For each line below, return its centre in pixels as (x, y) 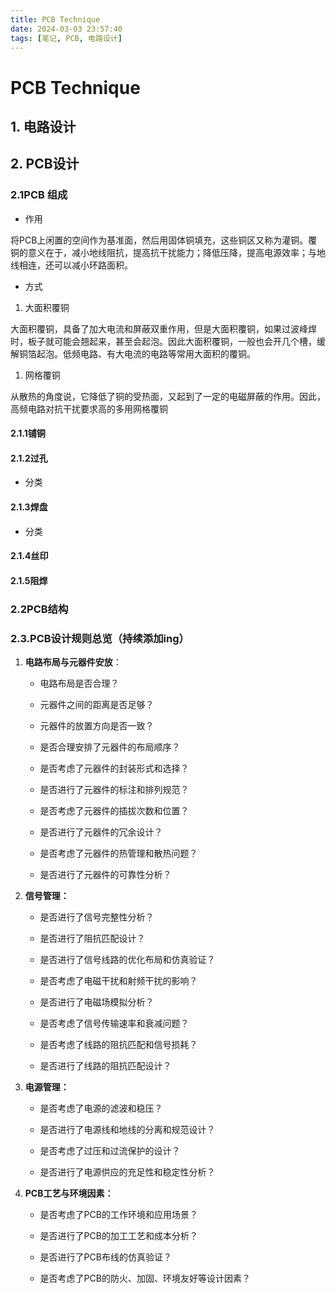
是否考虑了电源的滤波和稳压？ (101, 1108)
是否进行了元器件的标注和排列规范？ (114, 790)
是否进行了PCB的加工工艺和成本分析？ (118, 1236)
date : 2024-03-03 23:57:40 (66, 29)
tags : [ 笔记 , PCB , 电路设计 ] (66, 38)
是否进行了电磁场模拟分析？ (97, 1002)
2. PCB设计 (45, 164)
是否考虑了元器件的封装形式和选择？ (114, 768)
